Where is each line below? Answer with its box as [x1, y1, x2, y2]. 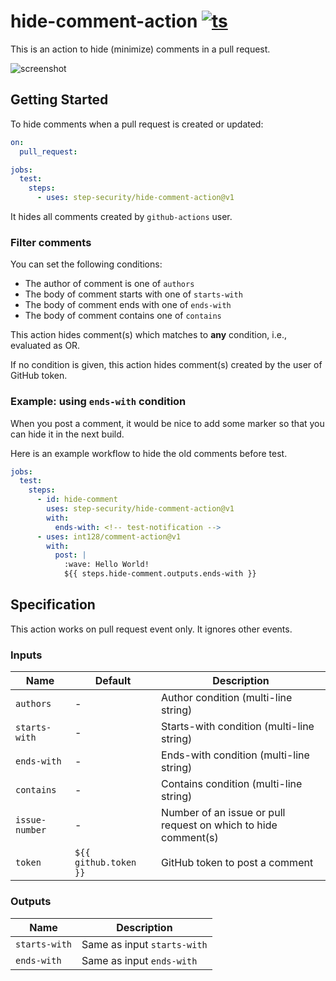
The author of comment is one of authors [24, 278, 195, 290]
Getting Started [10, 91, 109, 109]
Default [94, 674, 132, 688]
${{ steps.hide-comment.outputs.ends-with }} [63, 569, 257, 579]
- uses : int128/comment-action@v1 [36, 531, 182, 542]
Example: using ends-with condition [10, 395, 187, 409]
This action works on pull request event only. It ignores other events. [10, 623, 293, 635]
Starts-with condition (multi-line [161, 720, 315, 734]
